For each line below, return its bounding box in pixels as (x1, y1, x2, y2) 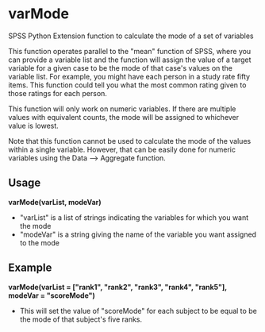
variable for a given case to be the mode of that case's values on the (8, 63, 232, 72)
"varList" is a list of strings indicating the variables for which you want (19, 212, 249, 222)
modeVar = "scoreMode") (8, 291, 95, 300)
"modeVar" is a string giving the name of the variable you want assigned (19, 230, 256, 239)
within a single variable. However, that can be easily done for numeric (8, 145, 236, 154)
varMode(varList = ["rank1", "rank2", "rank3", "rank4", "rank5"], (8, 282, 228, 291)
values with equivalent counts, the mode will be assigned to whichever (8, 112, 240, 122)
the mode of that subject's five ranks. (19, 315, 143, 324)
